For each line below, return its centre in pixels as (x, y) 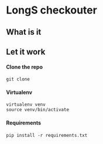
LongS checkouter (52, 10)
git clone (18, 79)
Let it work (26, 51)
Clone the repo (24, 67)
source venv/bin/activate (37, 110)
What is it (24, 32)
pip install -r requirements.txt (47, 135)
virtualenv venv (26, 105)
